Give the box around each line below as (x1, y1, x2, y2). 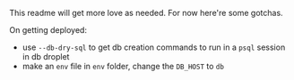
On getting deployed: (9, 25, 88, 35)
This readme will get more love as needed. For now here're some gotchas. (9, 8, 284, 18)
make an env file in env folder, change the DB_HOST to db (22, 61, 224, 71)
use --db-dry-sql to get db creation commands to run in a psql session (22, 42, 286, 52)
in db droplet (22, 52, 70, 61)
